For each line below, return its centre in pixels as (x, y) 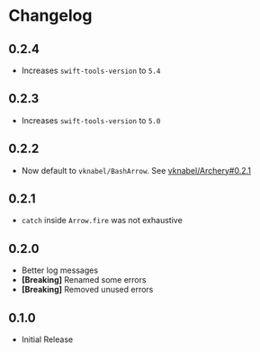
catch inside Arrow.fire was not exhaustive (102, 221)
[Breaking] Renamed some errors (84, 280)
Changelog (50, 16)
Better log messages (60, 270)
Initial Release (47, 339)
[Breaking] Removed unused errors (87, 290)
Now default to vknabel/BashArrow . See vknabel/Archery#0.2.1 (136, 170)
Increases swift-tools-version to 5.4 (91, 70)
